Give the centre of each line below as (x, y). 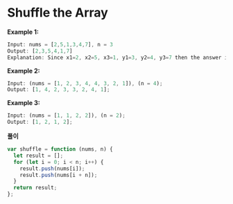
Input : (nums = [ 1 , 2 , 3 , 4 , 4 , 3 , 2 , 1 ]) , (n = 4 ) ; (85, 83)
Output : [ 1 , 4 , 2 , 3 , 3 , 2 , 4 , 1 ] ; (59, 90)
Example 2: (24, 71)
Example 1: (23, 32)
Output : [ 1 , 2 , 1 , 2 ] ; (40, 122)
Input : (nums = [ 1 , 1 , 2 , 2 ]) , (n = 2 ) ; (67, 115)
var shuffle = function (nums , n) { (60, 149)
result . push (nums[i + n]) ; (59, 175)
